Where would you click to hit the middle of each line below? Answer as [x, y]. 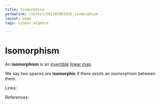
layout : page [18, 18]
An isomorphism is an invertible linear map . [49, 64]
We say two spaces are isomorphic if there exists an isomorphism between [80, 74]
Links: [11, 88]
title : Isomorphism [25, 9]
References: [17, 97]
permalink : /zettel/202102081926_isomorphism [51, 14]
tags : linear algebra [27, 23]
